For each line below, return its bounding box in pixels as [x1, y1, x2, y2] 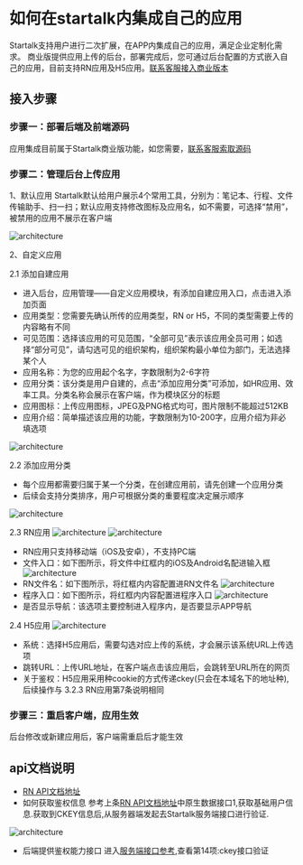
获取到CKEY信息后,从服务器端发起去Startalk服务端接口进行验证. [32, 809, 270, 820]
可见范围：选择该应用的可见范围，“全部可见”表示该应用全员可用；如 [22, 332, 275, 343]
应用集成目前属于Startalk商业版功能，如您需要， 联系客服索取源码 [9, 143, 252, 153]
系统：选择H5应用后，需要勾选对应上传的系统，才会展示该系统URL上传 [22, 638, 286, 650]
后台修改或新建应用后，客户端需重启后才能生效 [9, 731, 183, 742]
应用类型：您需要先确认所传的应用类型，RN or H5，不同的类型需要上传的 [22, 310, 294, 321]
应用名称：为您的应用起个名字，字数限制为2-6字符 [22, 367, 210, 377]
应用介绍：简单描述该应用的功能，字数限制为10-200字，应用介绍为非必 [22, 412, 287, 423]
